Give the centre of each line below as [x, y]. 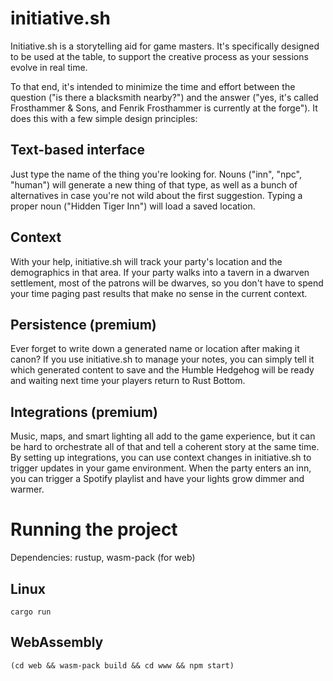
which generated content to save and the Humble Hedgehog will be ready [162, 370]
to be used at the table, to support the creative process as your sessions [159, 56]
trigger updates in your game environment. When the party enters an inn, [161, 468]
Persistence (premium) [83, 324]
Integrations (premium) [84, 412]
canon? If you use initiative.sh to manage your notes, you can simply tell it [162, 359]
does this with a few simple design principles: [104, 118]
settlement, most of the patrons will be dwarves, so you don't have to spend [167, 283]
